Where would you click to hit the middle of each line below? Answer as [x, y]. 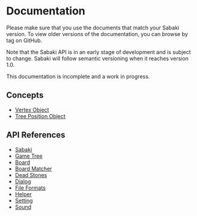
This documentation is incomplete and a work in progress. [78, 76]
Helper [23, 194]
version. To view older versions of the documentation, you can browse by [97, 34]
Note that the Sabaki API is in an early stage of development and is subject [98, 52]
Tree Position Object [40, 116]
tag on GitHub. [24, 40]
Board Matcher [33, 169]
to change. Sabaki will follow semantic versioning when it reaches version [98, 58]
